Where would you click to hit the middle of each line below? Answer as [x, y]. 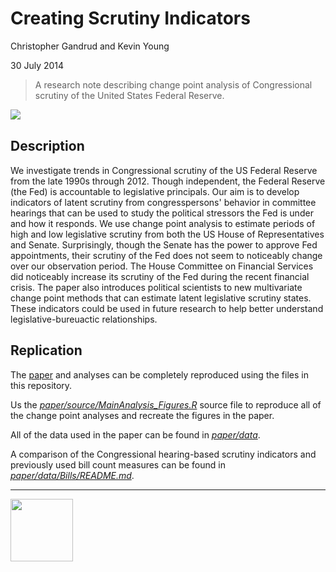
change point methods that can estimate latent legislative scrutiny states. [161, 298]
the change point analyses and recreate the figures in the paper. [142, 415]
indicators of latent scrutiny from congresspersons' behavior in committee [163, 202]
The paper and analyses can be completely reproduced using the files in [159, 374]
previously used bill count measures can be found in [118, 464]
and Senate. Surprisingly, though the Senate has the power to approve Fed [164, 244]
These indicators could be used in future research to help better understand [167, 308]
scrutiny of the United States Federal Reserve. [129, 95]
